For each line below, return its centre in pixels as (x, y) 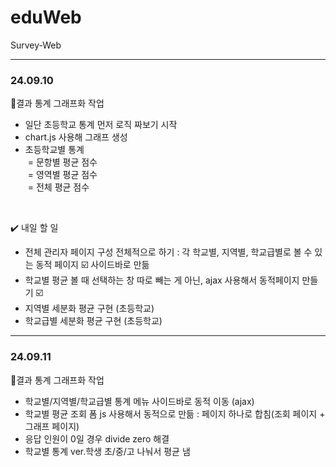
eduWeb (46, 17)
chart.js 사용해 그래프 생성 (76, 137)
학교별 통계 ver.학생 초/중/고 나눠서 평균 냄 (107, 451)
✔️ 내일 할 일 (34, 228)
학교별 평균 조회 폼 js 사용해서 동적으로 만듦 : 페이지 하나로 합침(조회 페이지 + (175, 413)
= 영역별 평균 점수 (62, 175)
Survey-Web (36, 45)
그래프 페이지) (52, 426)
